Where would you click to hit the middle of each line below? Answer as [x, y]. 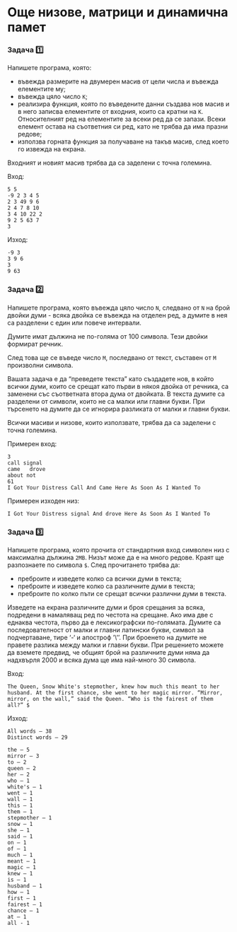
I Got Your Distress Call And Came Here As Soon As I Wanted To [104, 488]
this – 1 [20, 806]
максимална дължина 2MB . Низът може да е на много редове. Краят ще [116, 558]
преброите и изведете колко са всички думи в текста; [99, 579]
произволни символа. [40, 365]
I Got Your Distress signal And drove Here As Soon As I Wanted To [109, 513]
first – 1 [22, 899]
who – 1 [19, 781]
